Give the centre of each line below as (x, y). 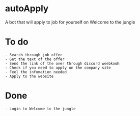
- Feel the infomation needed (36, 72)
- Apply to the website (29, 76)
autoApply (27, 9)
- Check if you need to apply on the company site (58, 68)
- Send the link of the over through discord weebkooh (62, 63)
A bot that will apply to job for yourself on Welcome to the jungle (70, 22)
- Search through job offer (34, 55)
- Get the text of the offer (35, 59)
